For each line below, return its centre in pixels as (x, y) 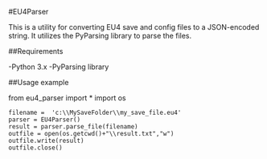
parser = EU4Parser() (45, 120)
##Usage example (39, 82)
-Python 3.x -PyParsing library (59, 67)
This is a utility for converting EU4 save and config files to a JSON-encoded (134, 27)
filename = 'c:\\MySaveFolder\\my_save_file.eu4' (95, 112)
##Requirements (36, 51)
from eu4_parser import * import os (67, 98)
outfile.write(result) (46, 141)
